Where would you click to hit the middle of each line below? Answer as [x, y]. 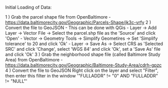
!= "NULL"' [16, 81]
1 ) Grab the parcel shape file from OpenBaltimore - [58, 17]
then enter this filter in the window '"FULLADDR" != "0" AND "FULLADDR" [82, 76]
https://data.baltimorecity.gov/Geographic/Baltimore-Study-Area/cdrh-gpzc [83, 65]
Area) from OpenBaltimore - [34, 60]
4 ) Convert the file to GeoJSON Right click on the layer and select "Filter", [82, 70]
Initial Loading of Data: [28, 7]
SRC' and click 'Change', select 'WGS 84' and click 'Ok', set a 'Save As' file [83, 49]
